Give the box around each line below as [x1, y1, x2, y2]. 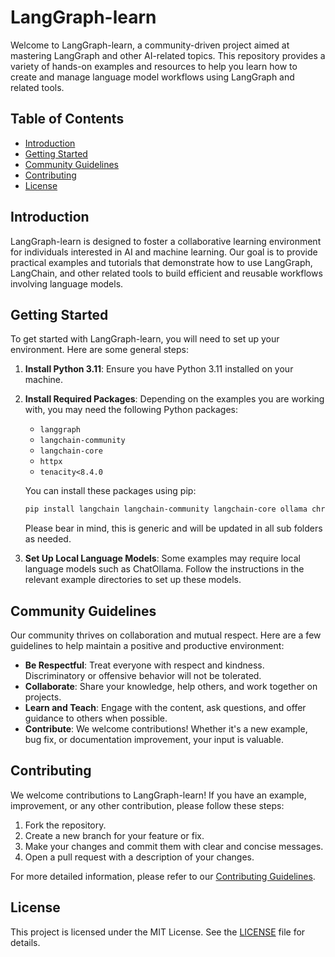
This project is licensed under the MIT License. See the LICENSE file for [10, 926, 306, 938]
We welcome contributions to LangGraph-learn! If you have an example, [10, 789, 307, 801]
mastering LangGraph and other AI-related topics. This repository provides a [10, 49, 326, 61]
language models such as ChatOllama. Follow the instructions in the [24, 563, 305, 575]
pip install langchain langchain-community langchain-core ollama [24, 504, 308, 515]
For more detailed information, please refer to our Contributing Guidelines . [10, 870, 316, 882]
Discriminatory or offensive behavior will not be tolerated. [24, 670, 262, 682]
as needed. [24, 533, 72, 545]
